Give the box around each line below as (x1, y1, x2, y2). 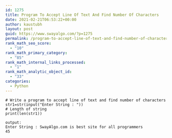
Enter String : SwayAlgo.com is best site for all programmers (5, 124, 143, 129)
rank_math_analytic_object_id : (5, 70, 72, 75)
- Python (10, 83, 29, 88)
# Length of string (5, 106, 47, 111)
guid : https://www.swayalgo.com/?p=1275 (5, 31, 93, 36)
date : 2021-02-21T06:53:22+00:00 (5, 17, 77, 22)
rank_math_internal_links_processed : (5, 60, 86, 65)
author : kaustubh (5, 21, 42, 27)
